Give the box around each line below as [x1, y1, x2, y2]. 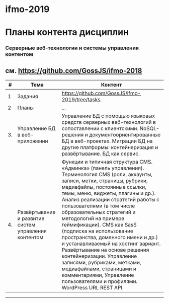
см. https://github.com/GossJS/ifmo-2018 [5, 66, 142, 75]
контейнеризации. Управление [61, 253, 137, 260]
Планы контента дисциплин [5, 27, 129, 38]
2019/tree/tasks [61, 96, 101, 103]
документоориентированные [89, 131, 161, 138]
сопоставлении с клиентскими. [61, 125, 139, 132]
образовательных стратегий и [61, 209, 136, 216]
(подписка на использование [61, 228, 133, 235]
